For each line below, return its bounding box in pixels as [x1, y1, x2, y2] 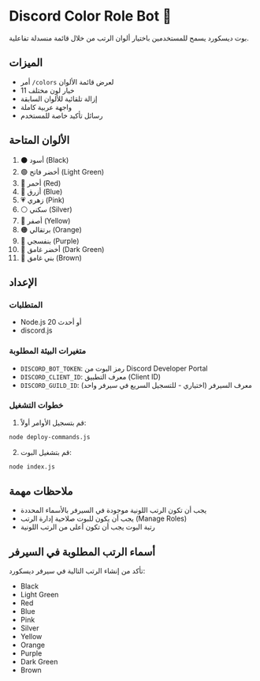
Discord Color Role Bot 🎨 [9, 7, 172, 25]
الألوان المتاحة [9, 134, 70, 147]
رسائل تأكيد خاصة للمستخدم [20, 111, 103, 120]
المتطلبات [9, 299, 43, 310]
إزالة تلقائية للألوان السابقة [20, 94, 98, 103]
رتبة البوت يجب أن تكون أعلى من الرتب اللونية [20, 522, 156, 532]
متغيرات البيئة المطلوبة [9, 345, 86, 356]
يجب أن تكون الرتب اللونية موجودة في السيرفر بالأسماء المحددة [20, 506, 207, 515]
